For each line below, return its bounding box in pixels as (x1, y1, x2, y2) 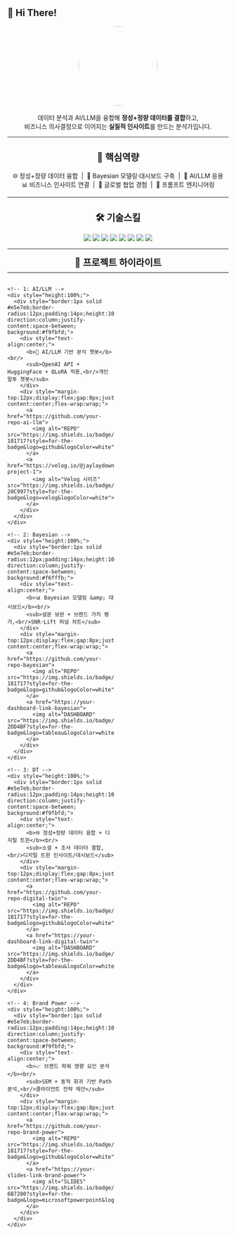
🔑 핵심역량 (96, 151, 140, 163)
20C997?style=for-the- (7, 488, 74, 495)
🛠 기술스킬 (95, 212, 141, 224)
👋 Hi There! (7, 7, 58, 19)
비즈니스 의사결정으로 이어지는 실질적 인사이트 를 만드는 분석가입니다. (24, 122, 212, 130)
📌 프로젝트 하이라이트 (74, 256, 162, 268)
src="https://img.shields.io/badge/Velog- (7, 482, 133, 490)
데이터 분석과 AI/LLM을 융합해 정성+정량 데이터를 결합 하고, (37, 113, 199, 122)
